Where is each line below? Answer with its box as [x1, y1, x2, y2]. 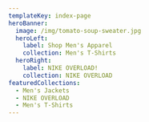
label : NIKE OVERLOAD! [22, 64, 99, 72]
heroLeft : [15, 34, 48, 43]
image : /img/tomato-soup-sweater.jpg [15, 26, 142, 35]
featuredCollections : [8, 79, 81, 87]
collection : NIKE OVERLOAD [22, 71, 113, 79]
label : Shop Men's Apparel [22, 42, 113, 50]
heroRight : [15, 57, 52, 65]
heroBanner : [8, 19, 48, 27]
